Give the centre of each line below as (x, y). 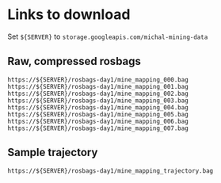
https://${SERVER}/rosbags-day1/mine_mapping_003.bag (98, 101)
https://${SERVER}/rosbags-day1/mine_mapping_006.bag (98, 121)
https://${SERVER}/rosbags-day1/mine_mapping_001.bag (98, 86)
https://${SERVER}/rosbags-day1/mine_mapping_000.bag (98, 80)
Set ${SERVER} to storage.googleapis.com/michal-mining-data (108, 36)
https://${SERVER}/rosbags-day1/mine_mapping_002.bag (98, 93)
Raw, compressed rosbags (74, 61)
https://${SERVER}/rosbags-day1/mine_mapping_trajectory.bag (110, 171)
